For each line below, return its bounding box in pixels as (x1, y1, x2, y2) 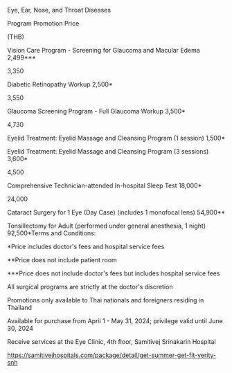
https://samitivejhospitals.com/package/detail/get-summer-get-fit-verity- (7, 351, 217, 359)
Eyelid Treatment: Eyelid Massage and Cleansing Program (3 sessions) (7, 147, 209, 155)
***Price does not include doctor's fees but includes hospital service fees (7, 269, 220, 278)
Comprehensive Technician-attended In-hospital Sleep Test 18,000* (7, 181, 202, 190)
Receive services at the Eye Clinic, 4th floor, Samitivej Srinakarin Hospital (7, 338, 216, 345)
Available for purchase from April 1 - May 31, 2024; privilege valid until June (7, 317, 223, 325)
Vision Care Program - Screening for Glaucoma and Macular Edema (7, 46, 201, 54)
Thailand (7, 304, 33, 311)
